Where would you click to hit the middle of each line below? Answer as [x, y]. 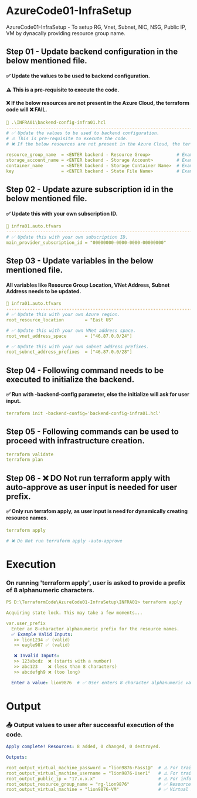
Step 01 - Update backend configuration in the [92, 52]
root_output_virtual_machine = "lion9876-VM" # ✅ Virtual [97, 790]
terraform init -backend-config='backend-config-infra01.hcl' [84, 413]
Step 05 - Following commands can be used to [92, 432]
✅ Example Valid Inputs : [42, 634]
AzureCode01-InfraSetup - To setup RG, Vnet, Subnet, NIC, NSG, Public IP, [96, 27]
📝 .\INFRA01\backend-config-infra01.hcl [56, 122]
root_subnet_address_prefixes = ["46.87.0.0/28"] [69, 352]
